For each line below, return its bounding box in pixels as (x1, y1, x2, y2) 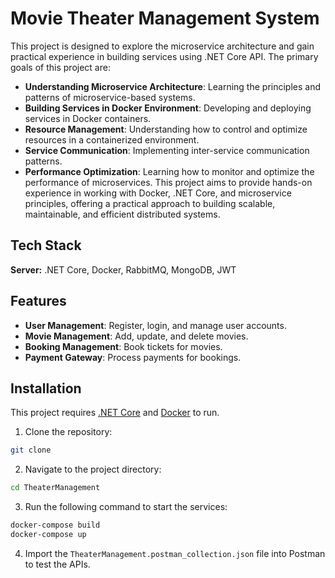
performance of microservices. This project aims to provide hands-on (24, 176, 313, 188)
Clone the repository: (24, 426, 113, 438)
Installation (10, 380, 82, 397)
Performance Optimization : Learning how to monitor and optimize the (24, 165, 315, 177)
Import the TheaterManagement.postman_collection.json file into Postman (24, 547, 326, 559)
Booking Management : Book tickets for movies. (24, 340, 223, 352)
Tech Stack (10, 237, 82, 254)
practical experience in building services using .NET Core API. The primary (10, 50, 319, 62)
